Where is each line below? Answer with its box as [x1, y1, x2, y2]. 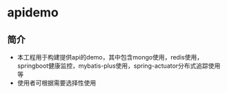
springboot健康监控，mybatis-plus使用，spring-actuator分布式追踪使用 [17, 62, 221, 70]
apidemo [7, 5, 59, 21]
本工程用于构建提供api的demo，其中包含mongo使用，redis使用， [17, 53, 204, 61]
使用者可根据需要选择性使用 [17, 79, 97, 87]
